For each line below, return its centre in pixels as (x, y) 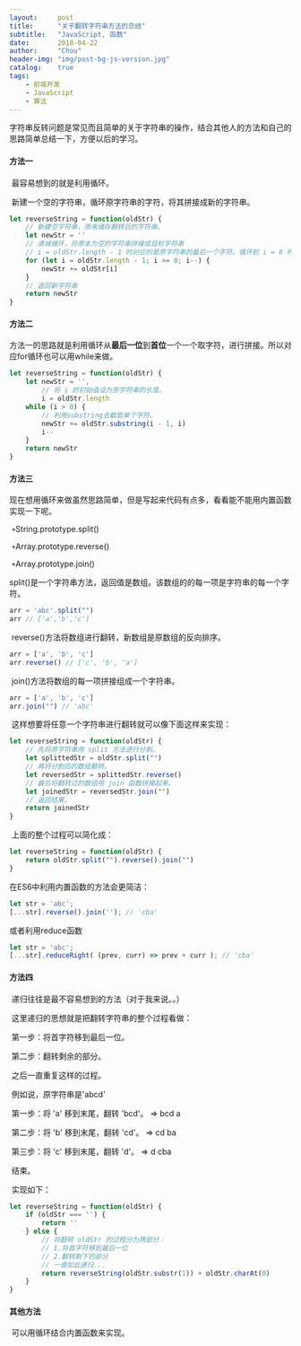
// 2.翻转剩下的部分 (75, 1256)
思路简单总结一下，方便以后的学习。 (76, 139)
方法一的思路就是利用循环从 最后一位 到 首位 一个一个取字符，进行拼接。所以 (146, 345)
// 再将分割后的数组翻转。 (68, 767)
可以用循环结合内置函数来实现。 (70, 1333)
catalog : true (42, 68)
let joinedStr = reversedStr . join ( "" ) (98, 791)
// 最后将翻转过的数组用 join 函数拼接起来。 (100, 783)
